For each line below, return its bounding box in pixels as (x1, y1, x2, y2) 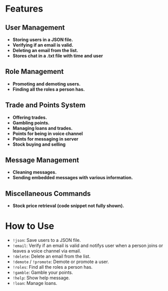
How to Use (5, 221, 54, 232)
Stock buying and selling (12, 141, 66, 147)
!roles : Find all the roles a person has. (12, 264, 93, 270)
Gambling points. (12, 119, 49, 126)
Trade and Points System (5, 101, 86, 109)
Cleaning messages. (12, 169, 57, 175)
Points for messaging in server (12, 136, 79, 142)
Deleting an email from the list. (12, 48, 78, 53)
